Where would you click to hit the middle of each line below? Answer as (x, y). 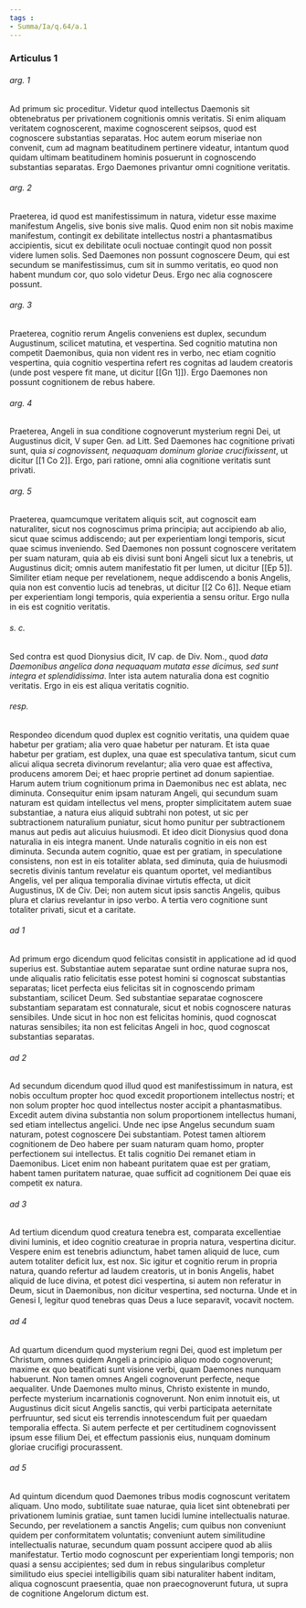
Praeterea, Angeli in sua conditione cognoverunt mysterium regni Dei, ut (145, 432)
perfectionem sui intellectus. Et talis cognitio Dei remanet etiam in (132, 1154)
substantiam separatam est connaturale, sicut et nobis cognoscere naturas (150, 1008)
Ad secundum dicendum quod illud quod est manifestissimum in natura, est (152, 1086)
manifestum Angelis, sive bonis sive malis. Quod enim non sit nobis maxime (152, 226)
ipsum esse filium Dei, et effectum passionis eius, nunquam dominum (140, 1437)
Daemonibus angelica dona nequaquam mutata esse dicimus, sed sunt (144, 666)
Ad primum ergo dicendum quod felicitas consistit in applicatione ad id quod (153, 959)
